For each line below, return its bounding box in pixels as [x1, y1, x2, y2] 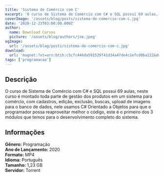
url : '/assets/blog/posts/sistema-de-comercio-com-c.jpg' [9, 44, 130, 48]
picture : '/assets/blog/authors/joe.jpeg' [9, 35, 97, 40]
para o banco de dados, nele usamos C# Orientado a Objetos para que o [5, 104, 151, 110]
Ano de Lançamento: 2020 [5, 146, 60, 152]
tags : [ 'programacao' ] [5, 57, 51, 62]
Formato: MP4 [5, 152, 35, 157]
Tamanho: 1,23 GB [5, 162, 43, 168]
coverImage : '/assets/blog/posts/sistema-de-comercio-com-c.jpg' [5, 16, 141, 21]
